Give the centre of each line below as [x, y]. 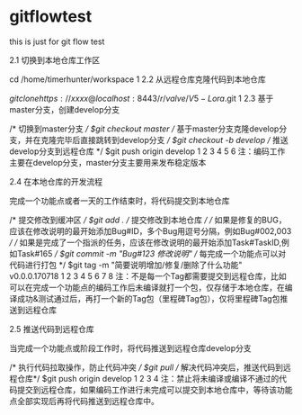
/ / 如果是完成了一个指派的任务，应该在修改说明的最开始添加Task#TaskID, [146, 242]
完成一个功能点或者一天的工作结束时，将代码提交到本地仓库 [120, 201]
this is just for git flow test [57, 41]
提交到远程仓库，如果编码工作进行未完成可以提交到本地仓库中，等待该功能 [155, 390]
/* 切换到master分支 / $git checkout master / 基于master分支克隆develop [144, 129]
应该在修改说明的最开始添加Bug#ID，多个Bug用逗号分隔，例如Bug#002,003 [151, 230]
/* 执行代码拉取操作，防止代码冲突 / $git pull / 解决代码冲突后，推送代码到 [146, 367]
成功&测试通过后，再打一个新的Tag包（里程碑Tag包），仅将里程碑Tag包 [148, 298]
